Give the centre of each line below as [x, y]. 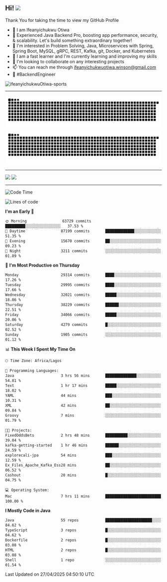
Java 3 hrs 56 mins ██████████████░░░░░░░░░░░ [83, 376]
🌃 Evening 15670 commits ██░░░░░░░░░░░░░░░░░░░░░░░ [83, 241]
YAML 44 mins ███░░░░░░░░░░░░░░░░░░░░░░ [83, 396]
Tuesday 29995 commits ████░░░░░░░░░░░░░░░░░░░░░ [83, 285]
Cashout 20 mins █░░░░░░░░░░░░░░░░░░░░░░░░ [83, 475]
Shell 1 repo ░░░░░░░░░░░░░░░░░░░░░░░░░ [83, 560]
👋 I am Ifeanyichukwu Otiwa [41, 30]
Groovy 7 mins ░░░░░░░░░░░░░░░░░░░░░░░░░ [83, 416]
